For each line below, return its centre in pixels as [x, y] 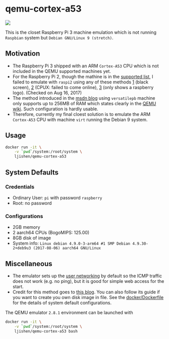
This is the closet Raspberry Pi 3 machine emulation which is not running [81, 32]
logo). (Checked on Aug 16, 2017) [47, 93]
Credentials [20, 187]
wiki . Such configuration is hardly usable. [55, 109]
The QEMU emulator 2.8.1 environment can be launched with [69, 312]
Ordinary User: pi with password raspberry [57, 197]
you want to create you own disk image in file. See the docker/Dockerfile [88, 297]
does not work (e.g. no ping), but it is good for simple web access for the [88, 281]
